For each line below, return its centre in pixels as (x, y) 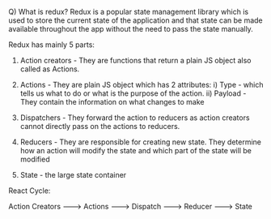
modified (35, 159)
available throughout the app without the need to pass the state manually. (131, 29)
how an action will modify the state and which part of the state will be (136, 150)
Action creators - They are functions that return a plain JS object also (135, 60)
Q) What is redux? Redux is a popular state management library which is (129, 12)
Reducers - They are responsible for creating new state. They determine (140, 142)
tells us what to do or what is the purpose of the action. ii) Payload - (133, 93)
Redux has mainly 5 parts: (52, 45)
